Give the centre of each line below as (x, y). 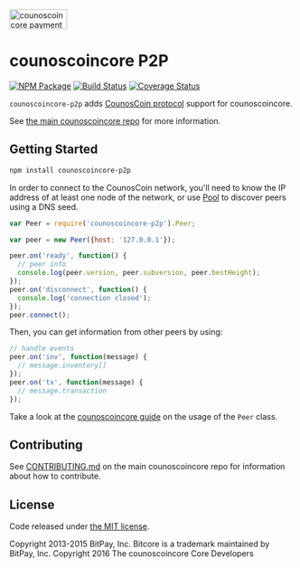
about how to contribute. (55, 476)
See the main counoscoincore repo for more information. (115, 120)
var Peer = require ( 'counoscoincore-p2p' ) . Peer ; (103, 223)
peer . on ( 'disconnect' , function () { (78, 289)
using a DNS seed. (44, 206)
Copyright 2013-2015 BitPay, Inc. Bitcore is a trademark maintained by (140, 544)
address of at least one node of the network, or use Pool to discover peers (148, 197)
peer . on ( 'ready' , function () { (68, 256)
